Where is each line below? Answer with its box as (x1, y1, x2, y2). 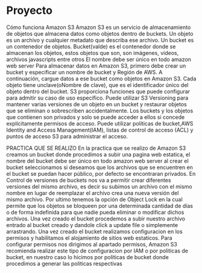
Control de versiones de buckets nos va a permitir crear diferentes (6, 176, 171, 184)
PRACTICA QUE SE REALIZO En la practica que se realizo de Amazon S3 (6, 144, 186, 152)
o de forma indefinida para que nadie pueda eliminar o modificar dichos (6, 208, 185, 216)
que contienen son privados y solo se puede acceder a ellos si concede (6, 113, 185, 121)
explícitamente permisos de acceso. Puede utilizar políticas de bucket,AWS (6, 120, 194, 127)
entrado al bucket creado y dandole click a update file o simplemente (6, 221, 178, 228)
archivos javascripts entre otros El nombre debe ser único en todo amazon (6, 56, 192, 63)
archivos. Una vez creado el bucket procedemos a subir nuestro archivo (6, 215, 186, 222)
